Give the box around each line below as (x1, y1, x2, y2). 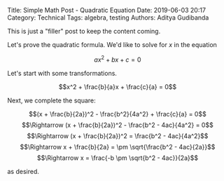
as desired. (7, 167, 40, 175)
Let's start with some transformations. (7, 69, 118, 77)
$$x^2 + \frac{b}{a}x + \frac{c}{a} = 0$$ (58, 82, 177, 90)
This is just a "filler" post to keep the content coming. (7, 27, 161, 35)
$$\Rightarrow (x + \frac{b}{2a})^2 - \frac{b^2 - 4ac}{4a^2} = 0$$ (22, 121, 213, 129)
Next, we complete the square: (7, 96, 96, 105)
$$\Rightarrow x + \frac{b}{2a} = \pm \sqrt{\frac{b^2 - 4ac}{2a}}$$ (20, 142, 216, 151)
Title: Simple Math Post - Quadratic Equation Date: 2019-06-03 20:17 (7, 6, 206, 14)
